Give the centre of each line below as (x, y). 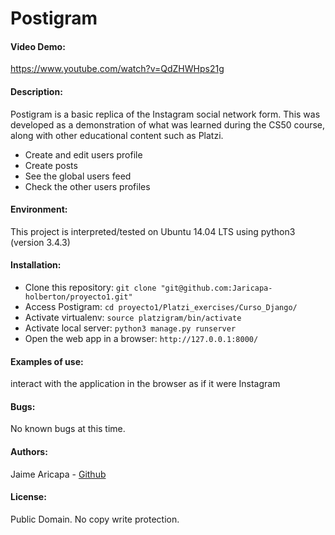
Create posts (51, 165)
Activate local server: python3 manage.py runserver (130, 328)
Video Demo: (38, 46)
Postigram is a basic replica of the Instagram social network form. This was (165, 114)
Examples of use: (47, 361)
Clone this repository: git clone (90, 287)
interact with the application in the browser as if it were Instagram (145, 384)
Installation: (36, 265)
